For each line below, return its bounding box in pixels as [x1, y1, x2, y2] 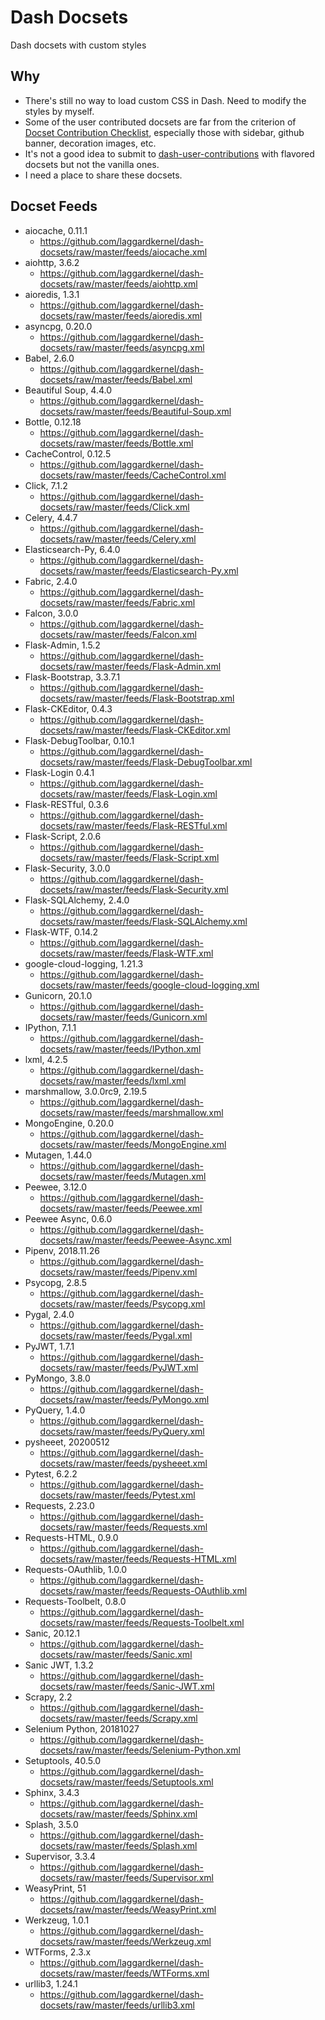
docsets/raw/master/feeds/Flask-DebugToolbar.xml [39, 756, 253, 768]
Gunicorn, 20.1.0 [24, 989, 93, 1001]
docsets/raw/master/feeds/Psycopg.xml [39, 1297, 206, 1310]
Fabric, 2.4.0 [24, 575, 78, 587]
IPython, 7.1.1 [24, 1021, 77, 1033]
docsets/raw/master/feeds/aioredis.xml [39, 309, 203, 321]
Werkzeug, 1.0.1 [24, 1914, 90, 1926]
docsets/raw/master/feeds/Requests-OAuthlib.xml [39, 1584, 248, 1596]
